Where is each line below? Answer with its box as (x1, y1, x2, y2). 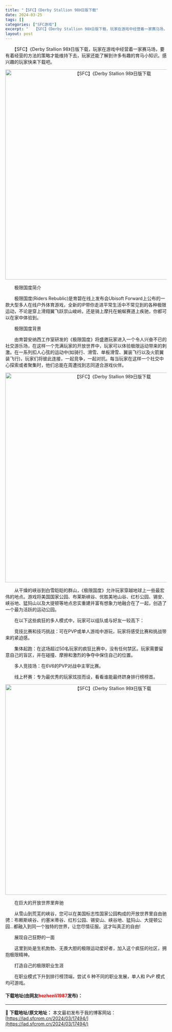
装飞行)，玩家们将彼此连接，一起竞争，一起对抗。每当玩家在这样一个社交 (5, 356, 160, 361)
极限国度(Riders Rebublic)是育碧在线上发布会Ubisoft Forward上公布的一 (14, 295, 165, 301)
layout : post (5, 31, 33, 36)
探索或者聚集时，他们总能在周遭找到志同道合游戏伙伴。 (9, 362, 126, 368)
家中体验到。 (14, 315, 41, 320)
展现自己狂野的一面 (14, 934, 55, 940)
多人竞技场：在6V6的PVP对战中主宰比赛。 (14, 663, 104, 669)
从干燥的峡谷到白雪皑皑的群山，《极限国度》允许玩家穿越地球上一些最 (14, 588, 160, 593)
